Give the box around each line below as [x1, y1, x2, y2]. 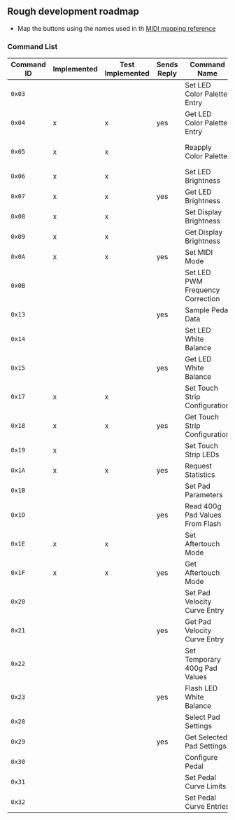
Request [185, 461, 212, 471]
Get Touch [185, 412, 219, 422]
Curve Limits [185, 781, 227, 791]
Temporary [185, 655, 222, 665]
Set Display [185, 207, 222, 217]
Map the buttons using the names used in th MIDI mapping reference [17, 24, 216, 32]
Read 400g [185, 501, 222, 511]
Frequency [185, 285, 220, 295]
